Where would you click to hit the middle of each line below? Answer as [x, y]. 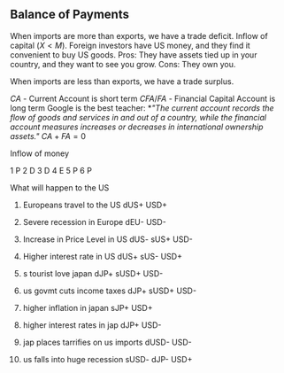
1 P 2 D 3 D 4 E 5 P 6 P [51, 170]
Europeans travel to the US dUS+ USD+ [95, 205]
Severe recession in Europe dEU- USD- [94, 221]
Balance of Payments [69, 15]
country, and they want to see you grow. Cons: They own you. [123, 64]
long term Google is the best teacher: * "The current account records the [142, 108]
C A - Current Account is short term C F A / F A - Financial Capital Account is [143, 98]
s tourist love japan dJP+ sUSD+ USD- [93, 273]
